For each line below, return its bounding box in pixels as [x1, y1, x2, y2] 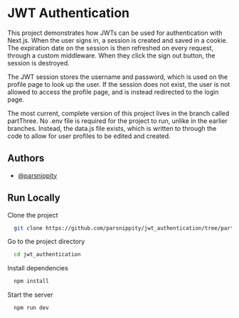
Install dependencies [7, 264, 69, 272]
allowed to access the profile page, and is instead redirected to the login [7, 88, 219, 96]
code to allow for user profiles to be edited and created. [7, 132, 171, 140]
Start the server [7, 290, 53, 300]
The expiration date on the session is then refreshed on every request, [7, 43, 214, 52]
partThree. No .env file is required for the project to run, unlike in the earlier [7, 116, 228, 125]
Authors [7, 152, 45, 164]
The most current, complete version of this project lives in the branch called [7, 109, 230, 117]
